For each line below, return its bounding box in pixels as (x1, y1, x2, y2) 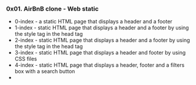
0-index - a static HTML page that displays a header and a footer (14, 18, 172, 25)
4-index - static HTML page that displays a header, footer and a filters (14, 62, 185, 69)
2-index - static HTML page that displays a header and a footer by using (14, 37, 190, 44)
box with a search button (14, 68, 75, 75)
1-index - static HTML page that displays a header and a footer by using (14, 24, 190, 31)
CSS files (14, 55, 37, 63)
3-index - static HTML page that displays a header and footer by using (14, 49, 186, 56)
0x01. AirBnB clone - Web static (6, 5, 99, 13)
